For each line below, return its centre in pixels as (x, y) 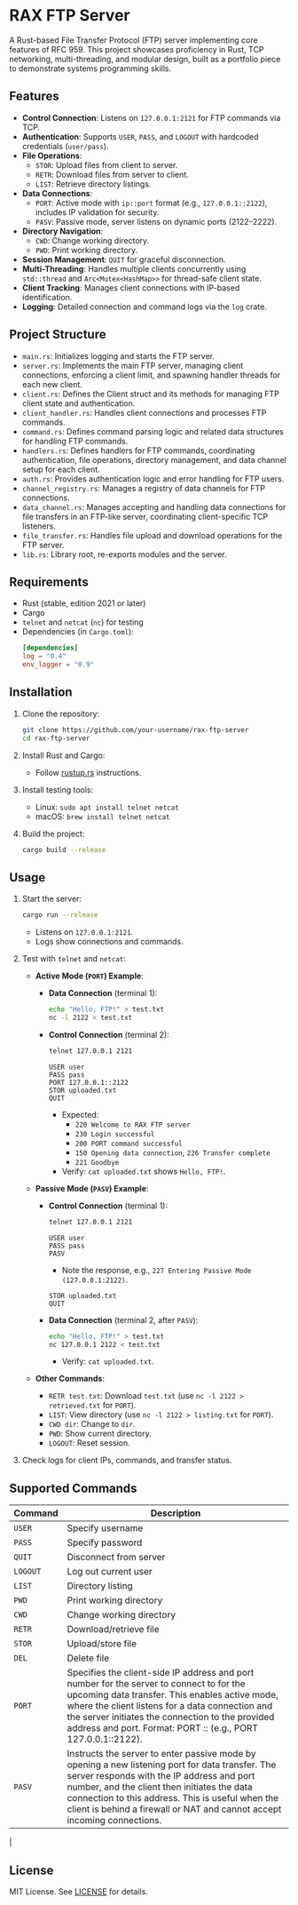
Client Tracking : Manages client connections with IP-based (131, 287)
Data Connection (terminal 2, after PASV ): (123, 1319)
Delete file (88, 1658)
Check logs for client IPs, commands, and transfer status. (127, 1460)
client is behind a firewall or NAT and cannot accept (174, 1809)
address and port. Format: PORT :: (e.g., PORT (163, 1728)
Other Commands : (70, 1379)
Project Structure (58, 335)
